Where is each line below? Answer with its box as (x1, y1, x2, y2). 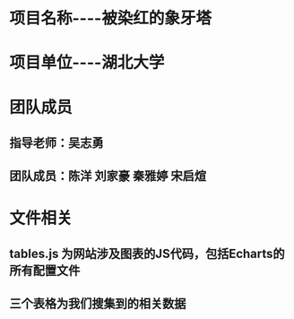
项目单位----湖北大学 (9, 53, 165, 73)
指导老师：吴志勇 (9, 135, 104, 151)
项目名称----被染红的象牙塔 (9, 8, 212, 29)
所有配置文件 (9, 263, 81, 278)
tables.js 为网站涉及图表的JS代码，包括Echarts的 (9, 246, 285, 261)
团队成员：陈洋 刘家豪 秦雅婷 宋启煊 (9, 168, 206, 184)
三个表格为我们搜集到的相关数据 (9, 297, 186, 312)
